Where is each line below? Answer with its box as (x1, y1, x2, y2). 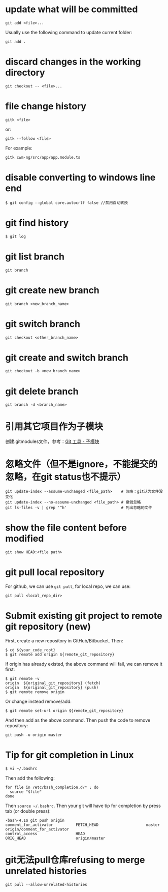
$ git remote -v (5, 676, 40, 681)
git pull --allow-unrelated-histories (5, 882, 87, 887)
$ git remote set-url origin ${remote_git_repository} (5, 708, 124, 713)
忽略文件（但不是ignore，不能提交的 (5, 458, 158, 470)
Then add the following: (5, 775, 55, 781)
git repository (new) (5, 621, 91, 633)
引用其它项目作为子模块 (5, 421, 104, 432)
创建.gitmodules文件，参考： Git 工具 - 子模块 (5, 438, 99, 444)
